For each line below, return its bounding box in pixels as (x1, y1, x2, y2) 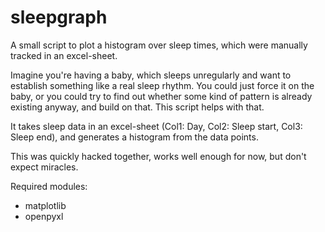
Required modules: (10, 180, 88, 192)
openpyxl (24, 210, 64, 222)
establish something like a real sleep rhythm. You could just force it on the (10, 79, 315, 91)
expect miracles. (10, 161, 79, 173)
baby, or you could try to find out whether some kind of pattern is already (10, 90, 313, 102)
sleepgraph (10, 6, 108, 29)
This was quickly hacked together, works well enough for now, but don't (10, 150, 307, 162)
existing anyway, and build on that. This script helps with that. (10, 101, 265, 113)
